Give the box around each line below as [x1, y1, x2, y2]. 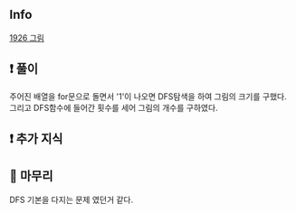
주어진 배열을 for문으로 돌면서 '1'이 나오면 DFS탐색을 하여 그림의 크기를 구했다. [9, 90, 287, 102]
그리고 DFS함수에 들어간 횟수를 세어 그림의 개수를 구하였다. [9, 102, 219, 113]
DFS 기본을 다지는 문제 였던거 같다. [9, 194, 134, 205]
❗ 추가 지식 [9, 131, 63, 147]
